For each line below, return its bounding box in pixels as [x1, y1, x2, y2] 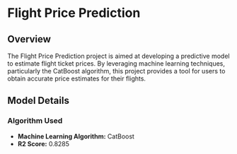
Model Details [7, 95, 69, 107]
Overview [7, 33, 52, 45]
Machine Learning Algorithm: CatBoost [17, 132, 134, 141]
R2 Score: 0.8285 [17, 139, 69, 148]
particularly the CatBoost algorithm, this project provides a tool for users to [7, 67, 226, 75]
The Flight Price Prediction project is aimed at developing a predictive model [7, 52, 230, 60]
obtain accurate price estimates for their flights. [7, 74, 146, 83]
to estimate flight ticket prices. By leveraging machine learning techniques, [7, 59, 225, 68]
